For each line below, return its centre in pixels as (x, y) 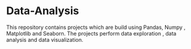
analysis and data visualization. (45, 40)
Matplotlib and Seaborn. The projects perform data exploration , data (91, 33)
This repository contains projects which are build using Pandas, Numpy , (96, 27)
